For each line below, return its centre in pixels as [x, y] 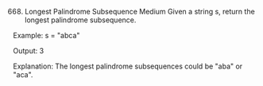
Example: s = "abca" [46, 35]
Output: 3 [29, 51]
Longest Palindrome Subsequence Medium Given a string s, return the [139, 12]
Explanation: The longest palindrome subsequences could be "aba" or [128, 66]
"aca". [23, 74]
